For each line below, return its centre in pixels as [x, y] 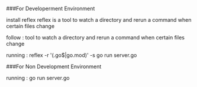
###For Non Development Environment [54, 66]
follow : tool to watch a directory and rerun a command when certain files [96, 37]
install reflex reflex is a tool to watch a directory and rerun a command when [99, 20]
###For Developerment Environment [51, 9]
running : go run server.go [38, 78]
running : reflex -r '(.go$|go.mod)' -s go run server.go [72, 55]
